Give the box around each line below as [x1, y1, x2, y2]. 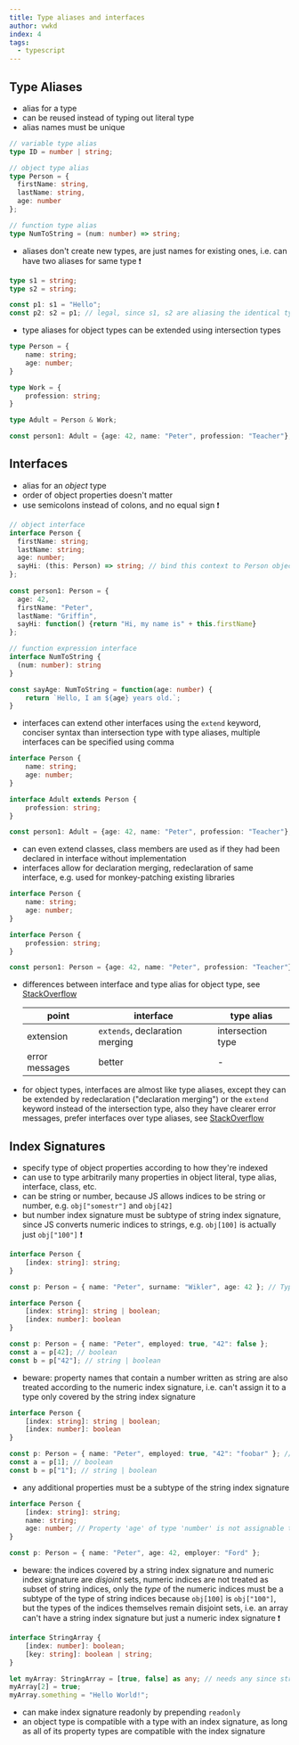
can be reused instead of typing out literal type [21, 112, 194, 123]
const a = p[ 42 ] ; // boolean [9, 1347, 117, 1356]
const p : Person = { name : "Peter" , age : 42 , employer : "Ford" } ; [9, 1549, 261, 1558]
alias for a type [21, 103, 77, 113]
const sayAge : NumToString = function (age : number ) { [9, 685, 214, 694]
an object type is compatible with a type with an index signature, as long [21, 1716, 287, 1727]
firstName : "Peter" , [17, 603, 93, 612]
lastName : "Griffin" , [17, 612, 98, 621]
